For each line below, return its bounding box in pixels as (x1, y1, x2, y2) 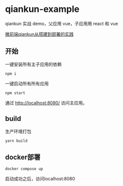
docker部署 (5, 153, 41, 161)
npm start (5, 91, 26, 95)
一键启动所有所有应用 (5, 81, 49, 87)
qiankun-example (5, 3, 80, 15)
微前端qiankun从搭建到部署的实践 (5, 31, 74, 37)
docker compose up (5, 167, 43, 172)
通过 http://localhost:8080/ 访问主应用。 (5, 99, 87, 105)
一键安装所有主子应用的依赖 (5, 61, 62, 67)
